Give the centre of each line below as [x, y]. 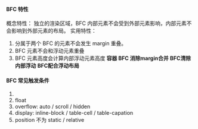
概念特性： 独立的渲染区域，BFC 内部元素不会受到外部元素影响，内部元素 [96, 23]
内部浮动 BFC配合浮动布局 [47, 66]
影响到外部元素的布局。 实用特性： [54, 31]
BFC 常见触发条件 [28, 80]
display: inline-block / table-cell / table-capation [74, 113]
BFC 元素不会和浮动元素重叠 [49, 51]
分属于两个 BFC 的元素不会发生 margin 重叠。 [71, 43]
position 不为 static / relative [49, 120]
